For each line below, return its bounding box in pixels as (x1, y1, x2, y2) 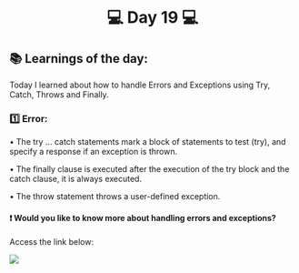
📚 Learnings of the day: (9, 51, 148, 66)
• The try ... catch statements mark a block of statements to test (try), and (9, 136, 286, 147)
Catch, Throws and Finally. (9, 89, 109, 100)
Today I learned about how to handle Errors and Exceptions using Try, (9, 79, 271, 90)
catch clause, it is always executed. (9, 174, 143, 185)
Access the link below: (9, 236, 94, 247)
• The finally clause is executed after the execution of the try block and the (9, 164, 290, 175)
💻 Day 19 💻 (106, 7, 199, 28)
